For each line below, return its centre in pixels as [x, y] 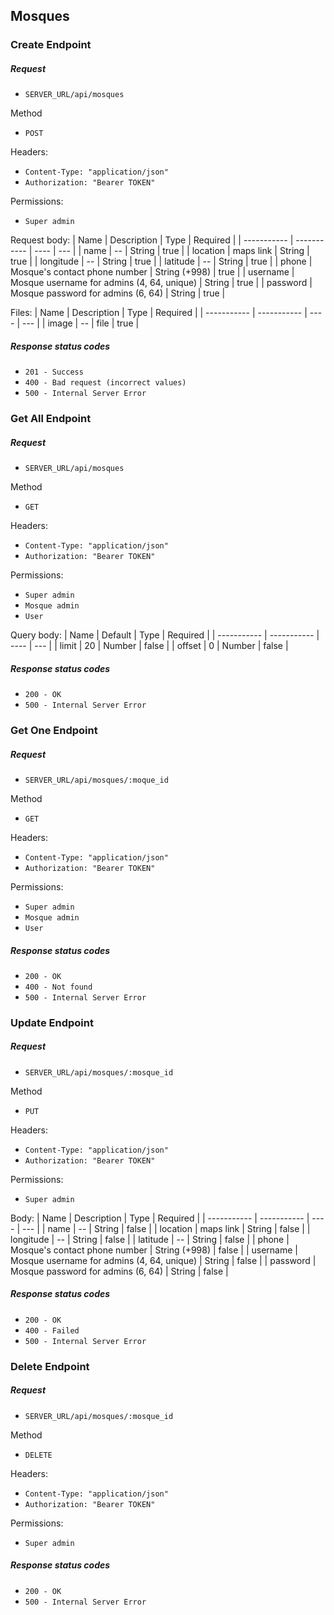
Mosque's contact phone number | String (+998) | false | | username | [154, 1250]
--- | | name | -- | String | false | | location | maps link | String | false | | [166, 1228]
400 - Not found [58, 987]
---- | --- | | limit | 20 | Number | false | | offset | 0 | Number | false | [149, 646]
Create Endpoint [51, 45]
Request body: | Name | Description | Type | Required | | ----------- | [152, 240]
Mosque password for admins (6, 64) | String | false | [119, 1271]
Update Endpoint [52, 1022]
